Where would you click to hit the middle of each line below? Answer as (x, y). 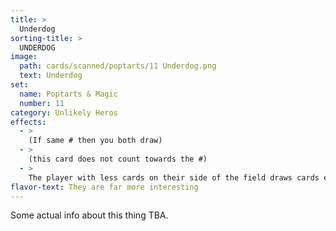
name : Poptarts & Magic (68, 94)
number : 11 (42, 103)
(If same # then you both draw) (95, 141)
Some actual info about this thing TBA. (89, 215)
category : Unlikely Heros (64, 112)
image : (24, 57)
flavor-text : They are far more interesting (104, 187)
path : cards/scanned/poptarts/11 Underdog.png (118, 66)
